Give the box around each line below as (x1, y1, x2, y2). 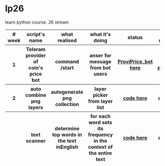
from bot (90, 64, 111, 71)
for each (90, 112, 110, 119)
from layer (88, 98, 113, 105)
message (89, 58, 111, 65)
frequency (88, 131, 113, 138)
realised (57, 37, 77, 44)
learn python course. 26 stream (5, 19, 69, 25)
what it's (90, 30, 111, 37)
